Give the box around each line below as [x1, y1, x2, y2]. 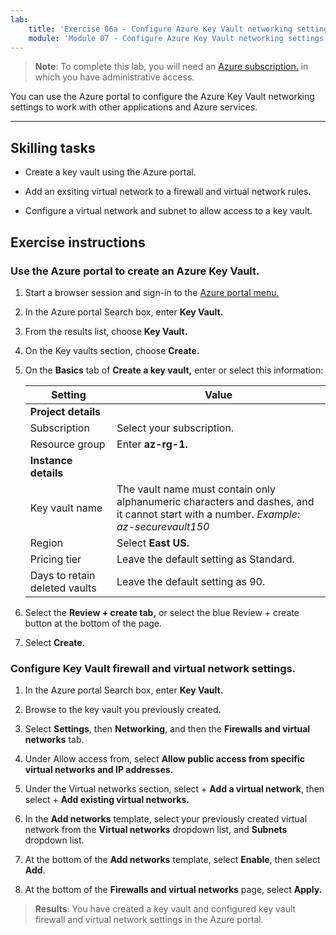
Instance [29, 453, 73, 467]
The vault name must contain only [116, 482, 277, 496]
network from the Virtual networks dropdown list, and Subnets [24, 824, 288, 836]
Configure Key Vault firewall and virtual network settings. [10, 661, 297, 675]
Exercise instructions [10, 234, 146, 251]
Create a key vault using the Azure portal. [24, 166, 197, 178]
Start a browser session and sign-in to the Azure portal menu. [24, 286, 280, 298]
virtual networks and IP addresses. [24, 764, 174, 776]
